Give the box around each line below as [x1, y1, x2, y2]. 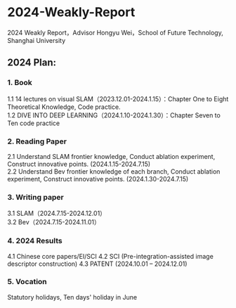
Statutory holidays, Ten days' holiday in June [7, 293, 138, 301]
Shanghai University [7, 36, 66, 44]
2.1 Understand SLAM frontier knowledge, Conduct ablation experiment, [7, 152, 216, 160]
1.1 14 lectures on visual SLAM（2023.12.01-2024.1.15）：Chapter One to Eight [7, 94, 229, 103]
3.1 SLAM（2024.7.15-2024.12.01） [7, 209, 107, 218]
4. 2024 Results [7, 236, 63, 246]
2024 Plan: [7, 57, 57, 69]
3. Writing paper [7, 192, 65, 202]
